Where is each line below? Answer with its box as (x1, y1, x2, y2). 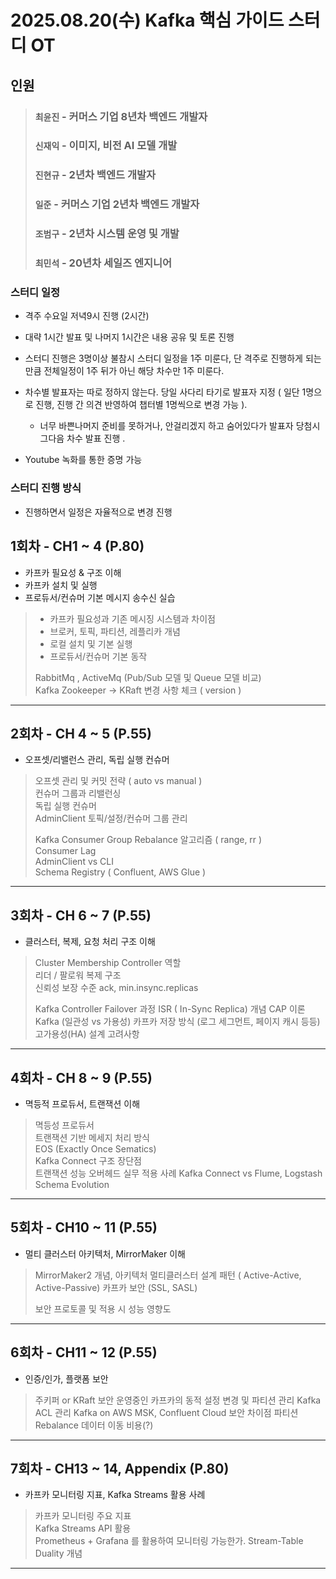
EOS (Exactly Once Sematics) (34, 1142, 157, 1155)
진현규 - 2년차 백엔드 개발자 (34, 168, 157, 182)
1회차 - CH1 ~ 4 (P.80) (10, 538, 145, 555)
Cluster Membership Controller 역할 (34, 957, 182, 969)
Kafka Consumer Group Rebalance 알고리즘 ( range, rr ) (34, 834, 263, 846)
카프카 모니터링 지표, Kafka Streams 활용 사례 (24, 1489, 206, 1501)
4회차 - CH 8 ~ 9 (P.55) (10, 1069, 153, 1086)
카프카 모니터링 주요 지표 (34, 1510, 132, 1522)
